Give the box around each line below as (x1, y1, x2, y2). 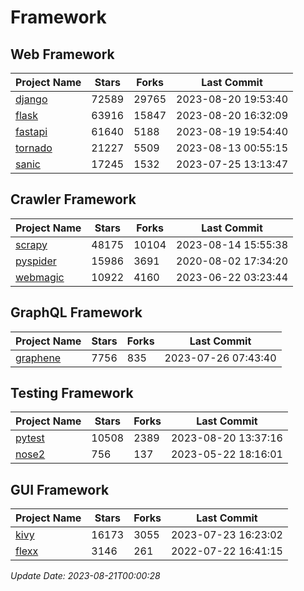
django (15, 92, 48, 106)
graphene (15, 351, 62, 365)
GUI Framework (10, 481, 110, 498)
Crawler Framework (10, 191, 137, 208)
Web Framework (10, 46, 115, 63)
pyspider (15, 254, 57, 268)
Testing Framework (10, 385, 134, 402)
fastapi (15, 125, 48, 138)
